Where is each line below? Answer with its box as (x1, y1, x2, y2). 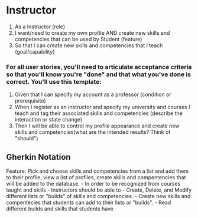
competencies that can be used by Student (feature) (14, 35, 142, 42)
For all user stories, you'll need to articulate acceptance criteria (6, 63, 192, 71)
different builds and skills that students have (6, 205, 114, 212)
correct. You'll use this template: (6, 77, 102, 86)
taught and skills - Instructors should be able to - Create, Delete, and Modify (6, 186, 192, 193)
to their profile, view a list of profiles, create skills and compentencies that (6, 174, 186, 181)
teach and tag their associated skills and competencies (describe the (14, 110, 183, 117)
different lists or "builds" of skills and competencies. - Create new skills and (6, 193, 191, 200)
